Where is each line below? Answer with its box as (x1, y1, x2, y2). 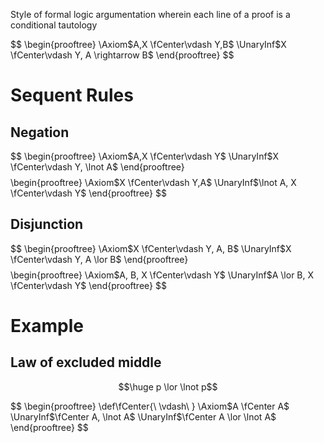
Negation (10, 124, 70, 141)
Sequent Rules (10, 84, 134, 107)
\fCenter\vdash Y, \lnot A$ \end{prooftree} (10, 161, 185, 173)
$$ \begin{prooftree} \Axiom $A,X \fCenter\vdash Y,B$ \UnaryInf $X (10, 39, 287, 50)
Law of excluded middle (10, 354, 162, 371)
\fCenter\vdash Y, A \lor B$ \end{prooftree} (10, 253, 189, 265)
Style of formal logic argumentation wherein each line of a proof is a (10, 9, 291, 20)
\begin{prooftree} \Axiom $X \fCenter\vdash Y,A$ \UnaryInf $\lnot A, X (10, 177, 297, 188)
